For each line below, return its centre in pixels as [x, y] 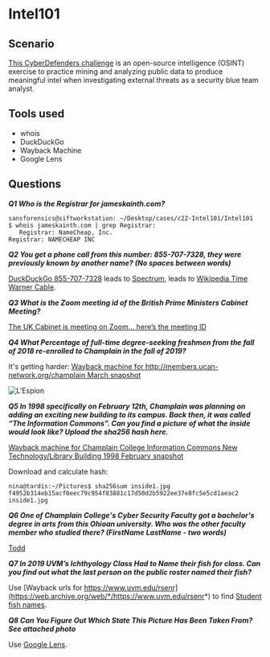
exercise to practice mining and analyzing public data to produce [116, 72]
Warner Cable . [32, 287]
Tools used [37, 114]
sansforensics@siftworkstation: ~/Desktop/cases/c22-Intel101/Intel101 [131, 218]
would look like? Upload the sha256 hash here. [88, 432]
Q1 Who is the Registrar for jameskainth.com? [87, 203]
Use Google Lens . [38, 644]
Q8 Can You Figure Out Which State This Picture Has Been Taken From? [131, 620]
